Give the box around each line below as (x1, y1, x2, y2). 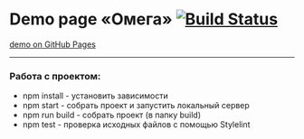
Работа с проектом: (9, 69, 101, 82)
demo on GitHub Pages (9, 39, 97, 50)
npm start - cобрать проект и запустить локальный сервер (22, 100, 251, 111)
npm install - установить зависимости (22, 90, 169, 101)
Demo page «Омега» (9, 9, 173, 30)
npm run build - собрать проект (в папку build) (22, 109, 202, 121)
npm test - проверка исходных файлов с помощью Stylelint (22, 119, 251, 130)
